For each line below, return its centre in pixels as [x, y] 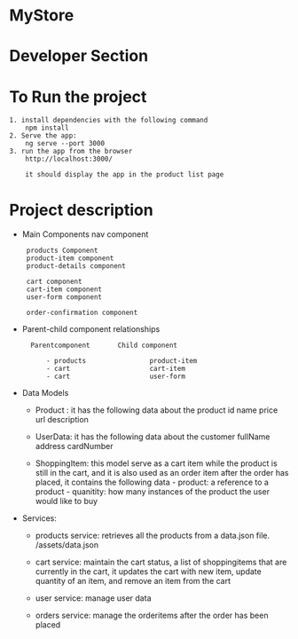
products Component [62, 251]
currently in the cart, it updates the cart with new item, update [148, 572]
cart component [54, 282]
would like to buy [67, 501]
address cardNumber [74, 446]
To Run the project [78, 96]
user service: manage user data [93, 598]
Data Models [45, 393]
